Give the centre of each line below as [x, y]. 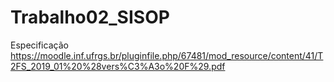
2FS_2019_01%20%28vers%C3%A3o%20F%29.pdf [118, 66]
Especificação [39, 45]
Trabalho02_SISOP [90, 17]
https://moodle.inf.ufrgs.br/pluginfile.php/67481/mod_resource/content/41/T [167, 55]
